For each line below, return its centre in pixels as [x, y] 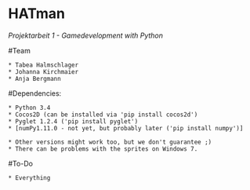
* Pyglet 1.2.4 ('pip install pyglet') [73, 121]
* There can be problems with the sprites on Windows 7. [103, 149]
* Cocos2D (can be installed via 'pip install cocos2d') [103, 115]
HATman [36, 14]
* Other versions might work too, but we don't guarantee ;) [110, 142]
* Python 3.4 [29, 108]
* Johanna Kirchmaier [43, 71]
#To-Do [21, 163]
